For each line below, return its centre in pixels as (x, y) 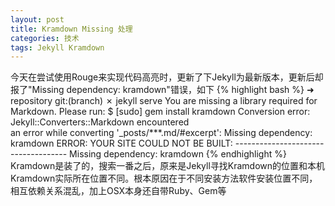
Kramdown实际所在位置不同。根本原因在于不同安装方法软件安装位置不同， (164, 178)
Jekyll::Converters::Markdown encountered (100, 122)
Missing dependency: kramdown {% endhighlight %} (178, 154)
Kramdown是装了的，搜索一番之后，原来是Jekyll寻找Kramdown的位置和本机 (168, 166)
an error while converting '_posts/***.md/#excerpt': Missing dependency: (161, 133)
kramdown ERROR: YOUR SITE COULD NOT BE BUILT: (121, 143)
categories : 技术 (45, 38)
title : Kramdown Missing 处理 (71, 29)
